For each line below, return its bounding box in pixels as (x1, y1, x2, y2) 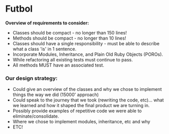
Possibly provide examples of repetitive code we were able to (12, 108, 142, 114)
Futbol (5, 3, 33, 15)
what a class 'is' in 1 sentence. (12, 46, 76, 52)
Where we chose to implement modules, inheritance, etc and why (12, 119, 151, 125)
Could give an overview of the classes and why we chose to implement (12, 86, 162, 92)
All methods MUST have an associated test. (12, 62, 104, 68)
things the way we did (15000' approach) (12, 92, 99, 98)
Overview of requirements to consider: (5, 20, 89, 26)
